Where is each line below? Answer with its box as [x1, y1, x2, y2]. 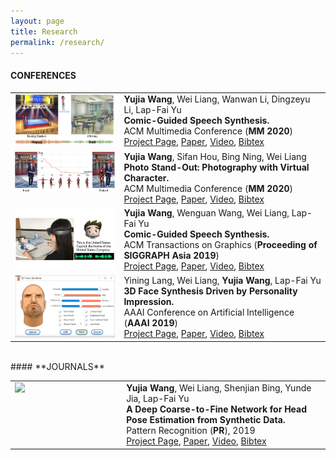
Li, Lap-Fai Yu [123, 104, 182, 116]
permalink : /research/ [10, 37, 105, 47]
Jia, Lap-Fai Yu [126, 393, 190, 405]
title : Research [10, 26, 78, 37]
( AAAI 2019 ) [123, 316, 179, 329]
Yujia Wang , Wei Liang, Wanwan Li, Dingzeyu [123, 93, 311, 105]
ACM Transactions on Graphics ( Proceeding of [123, 238, 318, 250]
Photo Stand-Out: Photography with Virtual [123, 161, 310, 173]
